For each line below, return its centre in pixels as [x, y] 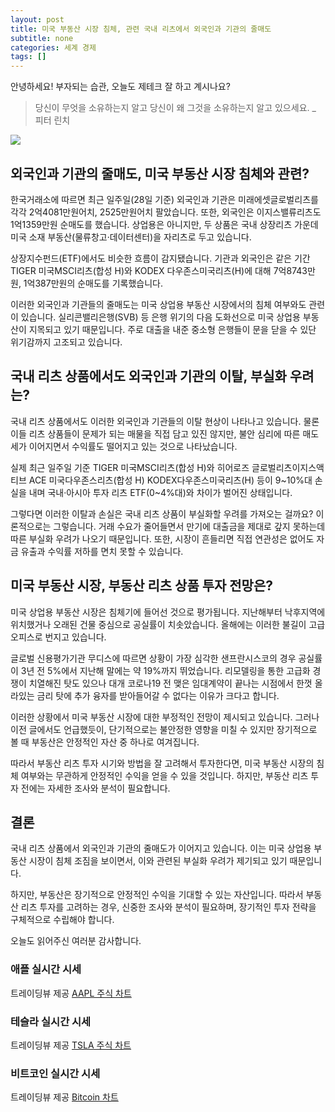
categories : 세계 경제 [53, 47]
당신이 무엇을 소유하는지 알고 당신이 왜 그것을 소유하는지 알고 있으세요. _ [175, 108]
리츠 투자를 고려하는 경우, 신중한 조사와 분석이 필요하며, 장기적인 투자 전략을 [168, 907]
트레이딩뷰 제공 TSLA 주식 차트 [71, 1045]
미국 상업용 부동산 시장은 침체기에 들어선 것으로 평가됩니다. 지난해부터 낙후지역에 [168, 612]
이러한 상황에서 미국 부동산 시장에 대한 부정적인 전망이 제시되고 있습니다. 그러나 [165, 717]
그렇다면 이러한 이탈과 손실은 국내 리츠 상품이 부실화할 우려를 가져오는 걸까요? [162, 513]
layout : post [37, 19]
